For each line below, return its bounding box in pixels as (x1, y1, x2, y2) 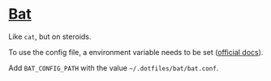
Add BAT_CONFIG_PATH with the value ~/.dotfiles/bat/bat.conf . (8, 62, 219, 73)
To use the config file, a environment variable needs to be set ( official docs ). (8, 47, 264, 57)
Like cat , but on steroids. (8, 32, 92, 41)
